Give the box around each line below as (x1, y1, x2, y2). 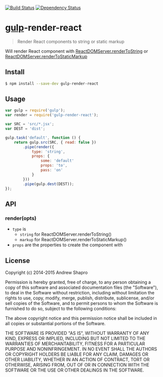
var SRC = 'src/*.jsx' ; (5, 122, 54, 127)
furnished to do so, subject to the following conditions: (5, 305, 116, 311)
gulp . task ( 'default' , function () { (5, 135, 81, 140)
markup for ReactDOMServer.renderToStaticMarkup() (19, 237, 127, 243)
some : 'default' (40, 158, 74, 164)
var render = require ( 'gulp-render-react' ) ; (5, 112, 99, 118)
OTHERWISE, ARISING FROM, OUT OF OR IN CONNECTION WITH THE (5, 362, 150, 368)
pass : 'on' (40, 168, 63, 173)
